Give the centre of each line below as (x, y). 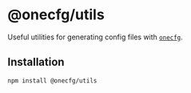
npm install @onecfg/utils (52, 81)
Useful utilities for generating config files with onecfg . (95, 37)
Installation (36, 62)
